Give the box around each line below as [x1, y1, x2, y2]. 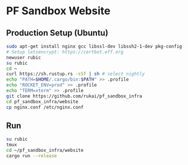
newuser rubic [6, 55, 42, 61]
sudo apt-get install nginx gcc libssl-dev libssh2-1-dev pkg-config [6, 43, 183, 49]
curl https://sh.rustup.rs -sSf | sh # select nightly [6, 71, 145, 77]
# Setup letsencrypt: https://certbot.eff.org [6, 49, 124, 55]
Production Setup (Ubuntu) [6, 28, 109, 38]
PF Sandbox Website [6, 4, 111, 18]
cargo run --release [6, 153, 58, 158]
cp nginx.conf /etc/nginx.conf [6, 104, 84, 110]
